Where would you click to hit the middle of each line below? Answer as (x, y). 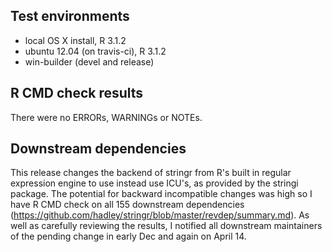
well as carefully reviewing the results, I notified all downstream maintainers (166, 226)
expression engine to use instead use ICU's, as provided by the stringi (154, 183)
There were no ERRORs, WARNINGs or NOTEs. (106, 117)
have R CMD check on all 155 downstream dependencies (127, 205)
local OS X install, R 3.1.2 (75, 40)
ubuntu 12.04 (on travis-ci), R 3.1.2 (95, 51)
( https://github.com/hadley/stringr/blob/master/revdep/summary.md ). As (160, 215)
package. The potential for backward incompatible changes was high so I (161, 194)
